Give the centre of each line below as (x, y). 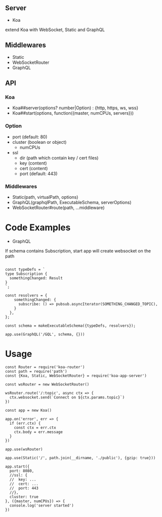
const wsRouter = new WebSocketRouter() (47, 384)
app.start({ (17, 467)
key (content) (33, 163)
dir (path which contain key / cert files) (59, 158)
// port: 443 (24, 488)
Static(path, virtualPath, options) (45, 197)
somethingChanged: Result (36, 278)
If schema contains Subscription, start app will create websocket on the (78, 251)
